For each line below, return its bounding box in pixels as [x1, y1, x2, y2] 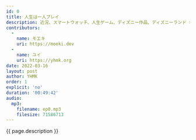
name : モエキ [16, 36, 45, 41]
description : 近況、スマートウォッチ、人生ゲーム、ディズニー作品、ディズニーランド [6, 19, 187, 25]
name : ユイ [16, 52, 41, 58]
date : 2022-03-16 [6, 62, 48, 69]
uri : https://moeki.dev [16, 41, 75, 47]
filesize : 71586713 [16, 111, 64, 117]
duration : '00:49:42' [6, 90, 59, 96]
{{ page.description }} [6, 128, 59, 135]
